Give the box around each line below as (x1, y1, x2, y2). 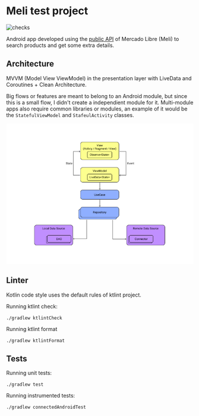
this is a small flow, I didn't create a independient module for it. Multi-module (6, 99, 194, 106)
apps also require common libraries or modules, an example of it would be (6, 105, 188, 112)
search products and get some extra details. (6, 42, 115, 49)
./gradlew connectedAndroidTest (6, 404, 86, 411)
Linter (6, 275, 29, 286)
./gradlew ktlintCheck (6, 315, 62, 321)
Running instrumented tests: (6, 392, 75, 399)
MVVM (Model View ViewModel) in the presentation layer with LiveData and (6, 74, 192, 81)
